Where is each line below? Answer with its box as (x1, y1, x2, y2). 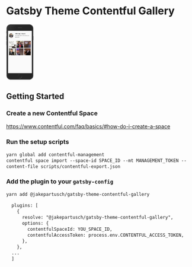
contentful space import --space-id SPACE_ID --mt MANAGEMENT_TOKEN (6, 157, 179, 164)
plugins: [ (11, 203, 39, 209)
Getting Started (6, 91, 65, 101)
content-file (6, 163, 39, 170)
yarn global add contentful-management (6, 151, 105, 158)
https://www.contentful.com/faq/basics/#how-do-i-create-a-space (6, 123, 171, 130)
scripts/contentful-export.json (40, 163, 120, 170)
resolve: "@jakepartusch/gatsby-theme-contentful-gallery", (21, 215, 174, 221)
